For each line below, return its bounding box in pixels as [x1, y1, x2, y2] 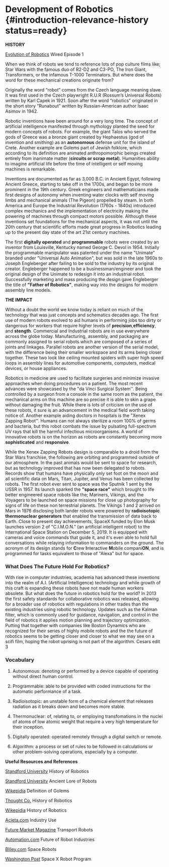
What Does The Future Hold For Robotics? [5, 563, 110, 570]
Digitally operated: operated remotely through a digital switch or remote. [12, 733, 162, 740]
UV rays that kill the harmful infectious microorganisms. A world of [5, 428, 143, 435]
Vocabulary [5, 656, 34, 663]
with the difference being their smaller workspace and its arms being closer [5, 349, 162, 355]
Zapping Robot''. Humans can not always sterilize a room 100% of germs [5, 417, 156, 423]
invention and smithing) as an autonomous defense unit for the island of [5, 139, 155, 145]
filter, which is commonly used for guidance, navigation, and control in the [5, 612, 159, 618]
